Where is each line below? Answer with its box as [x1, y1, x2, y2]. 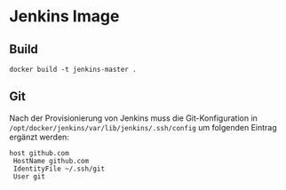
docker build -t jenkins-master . [9, 65, 138, 74]
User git [12, 171, 46, 181]
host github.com [9, 148, 69, 157]
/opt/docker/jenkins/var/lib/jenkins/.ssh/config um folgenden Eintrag [9, 122, 277, 132]
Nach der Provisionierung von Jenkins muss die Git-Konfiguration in [9, 113, 258, 123]
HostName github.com [12, 156, 90, 165]
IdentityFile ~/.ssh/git [12, 164, 105, 173]
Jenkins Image [9, 6, 120, 27]
